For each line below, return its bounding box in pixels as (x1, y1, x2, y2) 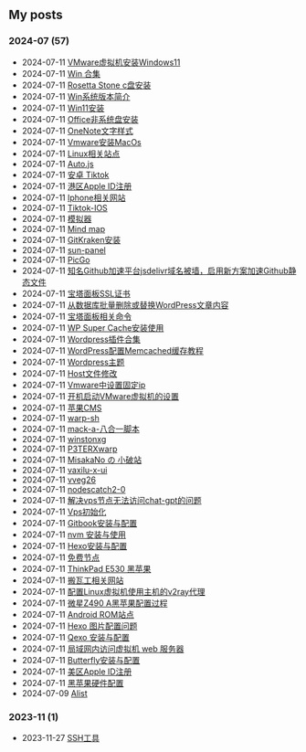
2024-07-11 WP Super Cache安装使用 (21, 322, 164, 333)
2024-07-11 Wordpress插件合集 (21, 334, 141, 344)
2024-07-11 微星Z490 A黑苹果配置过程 (21, 598, 168, 609)
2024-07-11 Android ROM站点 (21, 609, 134, 620)
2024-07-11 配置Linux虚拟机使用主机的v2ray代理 (21, 586, 206, 597)
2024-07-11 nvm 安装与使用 (21, 529, 127, 540)
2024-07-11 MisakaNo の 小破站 (21, 454, 142, 465)
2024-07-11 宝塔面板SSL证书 (21, 288, 132, 299)
